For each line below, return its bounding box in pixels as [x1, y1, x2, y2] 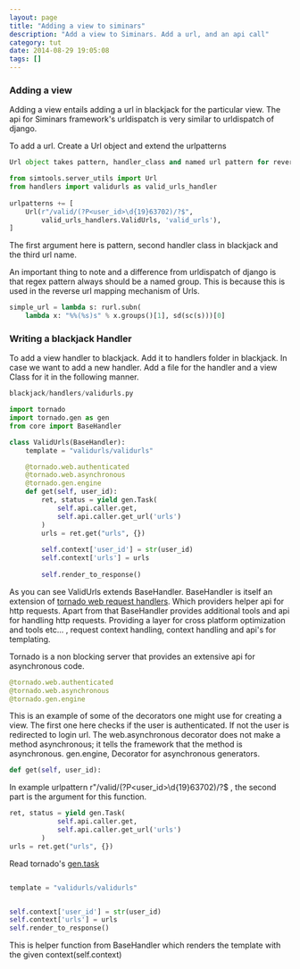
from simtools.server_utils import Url [9, 174, 158, 183]
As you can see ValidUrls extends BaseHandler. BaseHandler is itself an [9, 586, 273, 597]
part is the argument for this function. [9, 791, 147, 802]
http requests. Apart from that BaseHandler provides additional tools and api [9, 605, 290, 616]
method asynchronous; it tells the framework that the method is [9, 739, 243, 750]
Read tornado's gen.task [9, 858, 100, 869]
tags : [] [9, 54, 42, 63]
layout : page [9, 13, 58, 22]
